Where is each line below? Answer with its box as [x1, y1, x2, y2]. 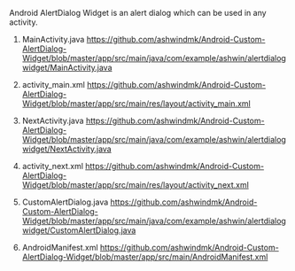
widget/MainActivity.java [21, 62, 113, 73]
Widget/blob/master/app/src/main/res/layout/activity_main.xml [21, 98, 251, 109]
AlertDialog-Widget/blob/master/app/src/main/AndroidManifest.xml [21, 252, 268, 262]
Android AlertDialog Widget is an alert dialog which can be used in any [9, 8, 268, 18]
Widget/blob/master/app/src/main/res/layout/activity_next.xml [21, 180, 250, 190]
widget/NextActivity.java [21, 143, 113, 154]
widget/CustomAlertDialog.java [21, 225, 136, 236]
